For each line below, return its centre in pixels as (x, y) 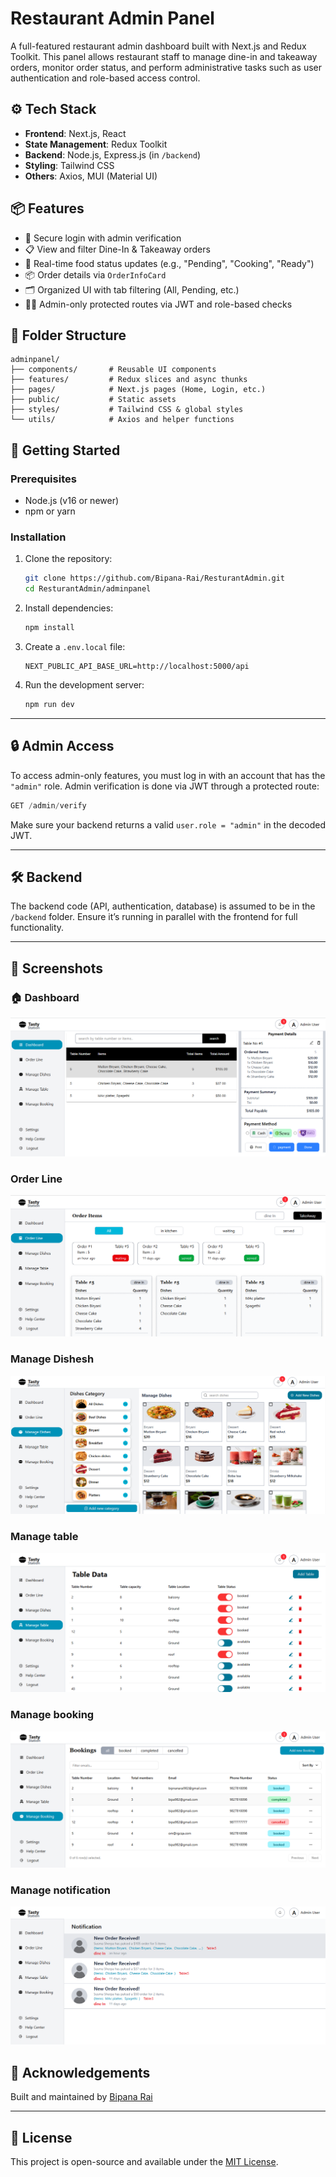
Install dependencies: (69, 608)
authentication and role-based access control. (105, 78)
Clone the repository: (68, 559)
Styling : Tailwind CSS (69, 165)
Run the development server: (84, 684)
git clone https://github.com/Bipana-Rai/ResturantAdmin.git (155, 578)
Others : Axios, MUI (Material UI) (91, 176)
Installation (38, 537)
